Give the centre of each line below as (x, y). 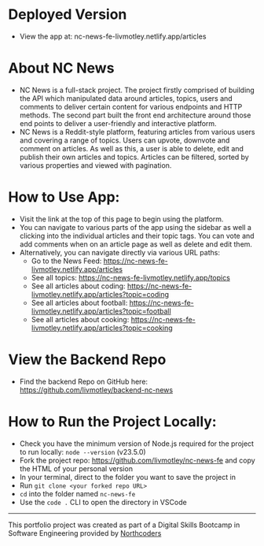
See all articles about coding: (78, 286)
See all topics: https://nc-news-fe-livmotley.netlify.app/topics (130, 277)
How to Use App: (64, 197)
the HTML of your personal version (76, 468)
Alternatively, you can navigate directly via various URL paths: (119, 252)
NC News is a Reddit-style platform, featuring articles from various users (137, 132)
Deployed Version (68, 15)
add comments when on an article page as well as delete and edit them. (136, 244)
